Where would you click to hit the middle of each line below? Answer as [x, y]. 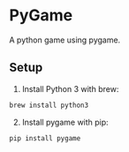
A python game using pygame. [65, 40]
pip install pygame [45, 138]
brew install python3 [49, 105]
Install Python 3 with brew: [70, 88]
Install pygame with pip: [65, 122]
